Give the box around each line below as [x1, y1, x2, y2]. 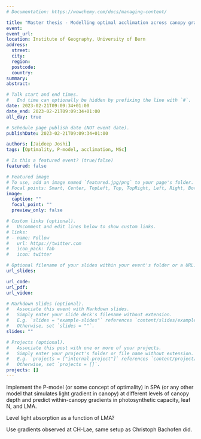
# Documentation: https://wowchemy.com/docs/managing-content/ [6, 8, 167, 15]
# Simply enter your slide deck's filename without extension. [6, 312, 172, 318]
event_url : [6, 31, 33, 37]
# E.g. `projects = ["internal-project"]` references [6, 356, 148, 362]
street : [11, 47, 31, 54]
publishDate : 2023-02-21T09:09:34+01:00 [6, 130, 109, 137]
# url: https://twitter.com [6, 240, 82, 246]
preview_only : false [11, 207, 63, 213]
